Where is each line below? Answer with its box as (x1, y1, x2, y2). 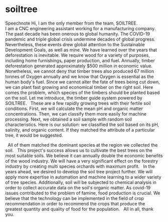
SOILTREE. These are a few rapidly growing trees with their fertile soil (5, 100, 151, 106)
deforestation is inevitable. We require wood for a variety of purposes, (5, 52, 150, 58)
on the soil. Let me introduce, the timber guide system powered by (5, 94, 143, 101)
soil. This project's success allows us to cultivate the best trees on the (5, 147, 153, 153)
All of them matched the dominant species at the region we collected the (7, 142, 158, 148)
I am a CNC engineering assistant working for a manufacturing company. (5, 25, 156, 31)
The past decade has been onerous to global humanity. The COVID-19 (5, 31, 150, 37)
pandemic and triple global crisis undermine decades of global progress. (5, 36, 155, 42)
